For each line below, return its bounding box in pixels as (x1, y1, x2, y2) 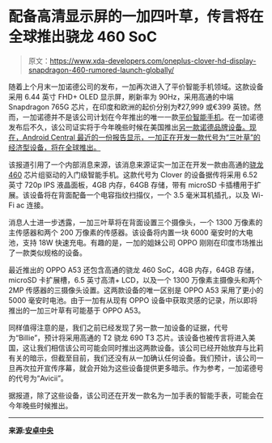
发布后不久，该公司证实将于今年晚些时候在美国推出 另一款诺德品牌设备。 (8, 122, 249, 132)
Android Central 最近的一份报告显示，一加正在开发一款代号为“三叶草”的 (22, 132, 261, 142)
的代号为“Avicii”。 (8, 373, 69, 383)
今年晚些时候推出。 (8, 400, 73, 410)
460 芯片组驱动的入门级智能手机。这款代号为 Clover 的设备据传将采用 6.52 (8, 169, 257, 179)
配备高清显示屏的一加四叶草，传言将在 (8, 7, 265, 26)
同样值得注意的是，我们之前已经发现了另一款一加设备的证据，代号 (8, 322, 228, 332)
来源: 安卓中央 (8, 425, 54, 435)
